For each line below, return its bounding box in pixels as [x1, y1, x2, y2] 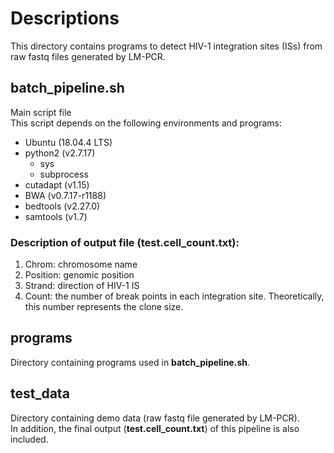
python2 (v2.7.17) [24, 147, 96, 159]
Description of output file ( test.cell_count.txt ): [10, 235, 240, 249]
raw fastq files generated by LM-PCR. [10, 50, 166, 62]
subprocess [39, 168, 89, 180]
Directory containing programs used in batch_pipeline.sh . [10, 356, 250, 368]
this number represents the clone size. [24, 301, 184, 313]
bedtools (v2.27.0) [24, 200, 101, 212]
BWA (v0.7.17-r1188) [24, 189, 107, 201]
